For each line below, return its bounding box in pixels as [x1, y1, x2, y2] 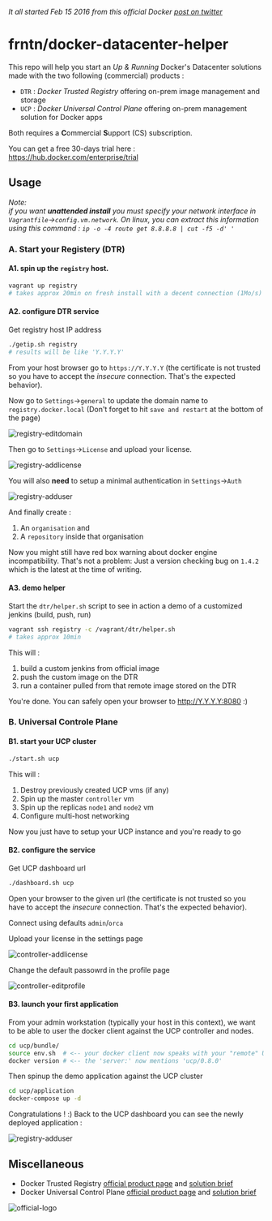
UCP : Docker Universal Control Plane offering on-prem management [19, 103, 248, 113]
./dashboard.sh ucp [8, 879, 74, 887]
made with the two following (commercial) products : [8, 71, 185, 80]
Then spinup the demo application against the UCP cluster [8, 1071, 204, 1081]
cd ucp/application [8, 1087, 74, 1095]
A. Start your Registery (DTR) [8, 243, 125, 255]
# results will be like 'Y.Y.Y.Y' [8, 348, 125, 356]
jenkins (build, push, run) [8, 609, 91, 619]
